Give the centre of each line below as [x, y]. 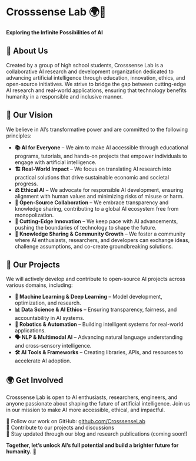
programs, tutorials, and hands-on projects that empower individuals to [101, 156]
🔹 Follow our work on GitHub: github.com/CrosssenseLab [76, 421]
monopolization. [34, 215]
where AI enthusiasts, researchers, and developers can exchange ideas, [102, 240]
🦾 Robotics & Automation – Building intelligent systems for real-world [99, 324]
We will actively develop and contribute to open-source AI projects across [96, 279]
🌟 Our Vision [29, 115]
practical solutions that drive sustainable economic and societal [92, 177]
